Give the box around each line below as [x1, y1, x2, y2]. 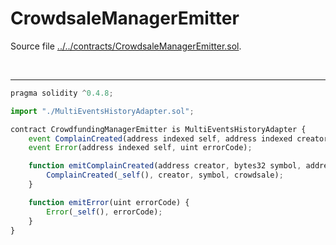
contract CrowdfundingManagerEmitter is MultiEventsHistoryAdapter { [10, 124, 307, 134]
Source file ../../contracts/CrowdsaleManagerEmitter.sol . [10, 40, 242, 52]
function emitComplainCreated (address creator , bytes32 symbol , [28, 161, 302, 171]
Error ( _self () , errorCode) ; [46, 207, 163, 217]
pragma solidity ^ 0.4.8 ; [10, 88, 114, 98]
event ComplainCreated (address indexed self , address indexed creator [28, 133, 329, 144]
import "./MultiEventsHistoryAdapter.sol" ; [10, 106, 195, 116]
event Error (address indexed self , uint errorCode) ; [28, 143, 253, 153]
